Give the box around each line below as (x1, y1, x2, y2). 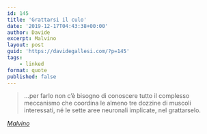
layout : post (7, 41, 44, 48)
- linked (19, 61, 44, 67)
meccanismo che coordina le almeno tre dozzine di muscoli (23, 99, 191, 107)
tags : (7, 54, 23, 61)
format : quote (7, 67, 48, 73)
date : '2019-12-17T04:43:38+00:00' (7, 22, 109, 29)
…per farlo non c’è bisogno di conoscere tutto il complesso (23, 92, 190, 100)
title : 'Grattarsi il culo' (7, 16, 87, 23)
